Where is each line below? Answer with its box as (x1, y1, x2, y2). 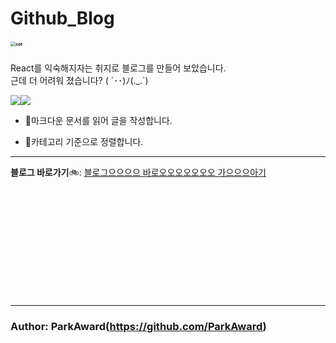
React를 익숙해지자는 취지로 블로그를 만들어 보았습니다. (10, 62, 227, 74)
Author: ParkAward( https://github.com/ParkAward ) (10, 320, 267, 334)
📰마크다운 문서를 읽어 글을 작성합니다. (24, 115, 173, 127)
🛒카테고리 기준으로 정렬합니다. (24, 136, 144, 148)
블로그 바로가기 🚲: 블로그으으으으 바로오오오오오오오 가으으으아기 (10, 167, 267, 179)
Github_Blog (10, 7, 115, 30)
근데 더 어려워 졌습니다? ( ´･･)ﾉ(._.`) (10, 75, 149, 87)
